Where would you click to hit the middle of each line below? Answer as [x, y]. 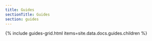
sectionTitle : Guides [28, 14]
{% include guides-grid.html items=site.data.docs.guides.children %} [76, 33]
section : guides [22, 19]
